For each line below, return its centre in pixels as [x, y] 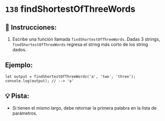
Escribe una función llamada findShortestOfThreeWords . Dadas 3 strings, [86, 39]
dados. [19, 50]
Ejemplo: [19, 65]
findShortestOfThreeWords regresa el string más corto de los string [80, 44]
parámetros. [25, 113]
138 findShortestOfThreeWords [70, 9]
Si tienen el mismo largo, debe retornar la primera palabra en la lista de [84, 108]
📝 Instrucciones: [31, 27]
